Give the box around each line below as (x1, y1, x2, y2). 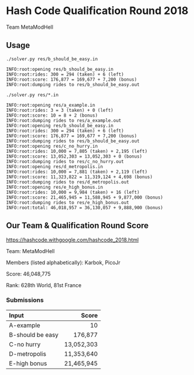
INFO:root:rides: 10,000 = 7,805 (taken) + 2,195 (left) (6, 148, 148, 154)
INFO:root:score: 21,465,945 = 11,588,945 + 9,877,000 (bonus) (6, 195, 164, 200)
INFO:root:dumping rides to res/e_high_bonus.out (6, 199, 130, 206)
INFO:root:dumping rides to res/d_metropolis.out (6, 179, 130, 185)
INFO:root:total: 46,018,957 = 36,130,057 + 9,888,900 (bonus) (6, 204, 164, 210)
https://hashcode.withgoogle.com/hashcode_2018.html (6, 236, 139, 243)
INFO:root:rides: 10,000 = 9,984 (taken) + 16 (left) (6, 189, 140, 195)
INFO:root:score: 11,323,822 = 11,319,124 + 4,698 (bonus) (6, 174, 153, 180)
